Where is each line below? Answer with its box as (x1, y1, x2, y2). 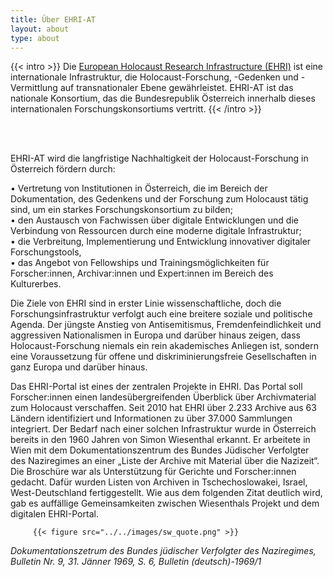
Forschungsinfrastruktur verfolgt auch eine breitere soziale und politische (10, 308, 313, 320)
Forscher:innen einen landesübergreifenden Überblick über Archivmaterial (10, 391, 317, 403)
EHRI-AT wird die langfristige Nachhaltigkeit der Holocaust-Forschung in (10, 152, 309, 165)
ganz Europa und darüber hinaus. (10, 361, 148, 373)
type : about (10, 33, 60, 43)
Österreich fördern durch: (10, 163, 116, 175)
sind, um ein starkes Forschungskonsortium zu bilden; (10, 204, 233, 216)
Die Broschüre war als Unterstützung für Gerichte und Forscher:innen (10, 466, 297, 478)
